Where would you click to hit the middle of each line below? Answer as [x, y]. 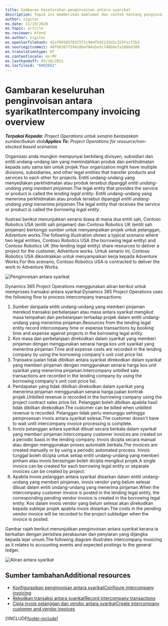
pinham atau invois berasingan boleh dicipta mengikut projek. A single [84, 461]
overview [25, 122]
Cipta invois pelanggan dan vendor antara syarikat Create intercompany [86, 603]
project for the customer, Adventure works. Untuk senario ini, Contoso [77, 251]
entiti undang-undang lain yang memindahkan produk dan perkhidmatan [80, 162]
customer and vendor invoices [44, 608]
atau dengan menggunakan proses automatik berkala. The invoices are [85, 445]
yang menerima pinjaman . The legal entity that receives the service [91, 204]
